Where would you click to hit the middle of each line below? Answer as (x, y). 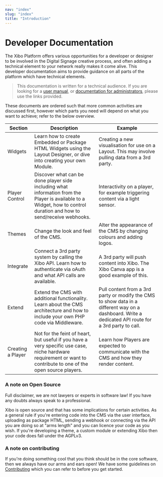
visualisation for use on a (127, 145)
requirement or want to (60, 358)
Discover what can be (59, 174)
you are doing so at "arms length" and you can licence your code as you (77, 425)
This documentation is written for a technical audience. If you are (82, 86)
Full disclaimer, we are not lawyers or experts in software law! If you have (78, 395)
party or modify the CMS (127, 295)
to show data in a (118, 302)
